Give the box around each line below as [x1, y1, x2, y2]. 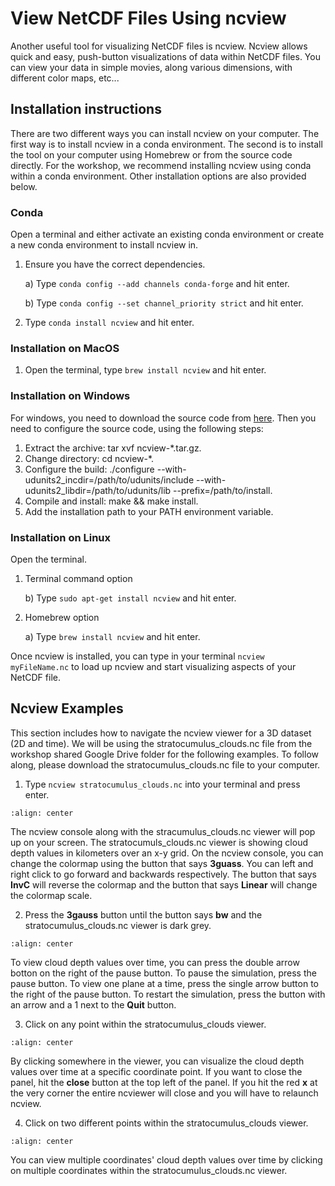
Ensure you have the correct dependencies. [24, 258, 206, 271]
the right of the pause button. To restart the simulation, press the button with [10, 988, 326, 1000]
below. [10, 180, 38, 192]
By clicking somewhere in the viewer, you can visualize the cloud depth [10, 1055, 305, 1067]
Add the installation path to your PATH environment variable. [24, 505, 274, 517]
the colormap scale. [10, 889, 93, 901]
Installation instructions [10, 101, 162, 118]
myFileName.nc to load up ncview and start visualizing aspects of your [10, 660, 297, 672]
